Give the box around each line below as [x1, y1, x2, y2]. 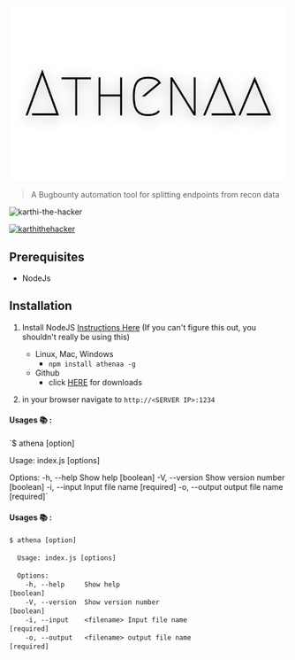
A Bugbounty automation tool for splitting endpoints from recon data [30, 190, 280, 200]
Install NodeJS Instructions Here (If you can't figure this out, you [21, 322, 257, 332]
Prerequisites [9, 249, 85, 264]
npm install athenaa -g [48, 360, 136, 369]
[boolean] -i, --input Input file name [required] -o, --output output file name [9, 482, 284, 493]
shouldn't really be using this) [21, 331, 131, 342]
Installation [9, 299, 72, 314]
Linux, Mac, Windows [34, 348, 114, 359]
